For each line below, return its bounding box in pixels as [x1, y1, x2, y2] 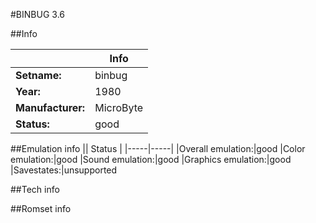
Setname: [15, 69, 62, 82]
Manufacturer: [15, 101, 86, 114]
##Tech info [10, 184, 60, 195]
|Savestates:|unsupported [10, 164, 118, 176]
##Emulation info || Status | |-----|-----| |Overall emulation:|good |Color [10, 143, 306, 154]
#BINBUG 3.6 [10, 9, 65, 20]
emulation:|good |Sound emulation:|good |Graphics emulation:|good [10, 154, 292, 165]
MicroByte [94, 101, 144, 114]
